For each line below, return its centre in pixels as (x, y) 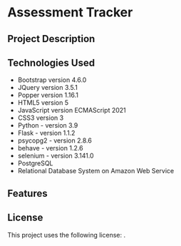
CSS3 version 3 (41, 118)
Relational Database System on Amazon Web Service (96, 171)
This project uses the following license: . (67, 235)
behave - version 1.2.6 (50, 148)
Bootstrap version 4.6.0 (52, 80)
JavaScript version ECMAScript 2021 (72, 111)
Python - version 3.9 (48, 125)
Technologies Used (51, 62)
